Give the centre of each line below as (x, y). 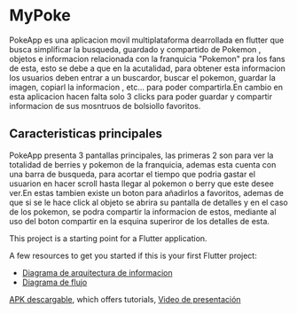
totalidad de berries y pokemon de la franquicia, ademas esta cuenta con (143, 164)
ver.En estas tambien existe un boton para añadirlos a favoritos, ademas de (147, 192)
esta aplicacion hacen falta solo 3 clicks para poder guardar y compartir (141, 96)
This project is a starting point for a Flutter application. (108, 238)
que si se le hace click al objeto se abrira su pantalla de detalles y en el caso (148, 202)
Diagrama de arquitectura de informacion (97, 272)
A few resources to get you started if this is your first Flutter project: (133, 255)
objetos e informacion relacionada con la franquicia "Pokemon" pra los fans (147, 59)
